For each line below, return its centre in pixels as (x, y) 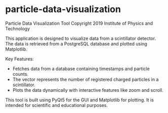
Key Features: (19, 59)
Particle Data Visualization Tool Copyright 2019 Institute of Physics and (79, 23)
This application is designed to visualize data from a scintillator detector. (80, 38)
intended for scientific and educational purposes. (56, 105)
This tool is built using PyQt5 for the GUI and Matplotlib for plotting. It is (80, 100)
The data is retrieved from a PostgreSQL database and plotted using (76, 43)
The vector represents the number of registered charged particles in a (86, 79)
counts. (20, 74)
